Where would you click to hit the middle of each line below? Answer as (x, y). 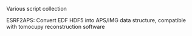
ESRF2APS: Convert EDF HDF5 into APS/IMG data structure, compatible (96, 20)
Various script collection (36, 9)
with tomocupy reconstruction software (56, 27)
